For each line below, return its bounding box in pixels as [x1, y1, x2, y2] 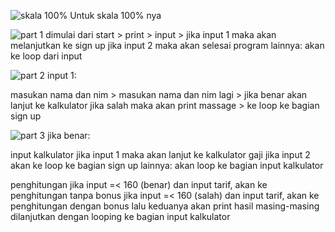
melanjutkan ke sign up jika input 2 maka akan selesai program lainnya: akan [10, 40, 325, 51]
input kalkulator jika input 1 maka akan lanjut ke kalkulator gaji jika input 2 [10, 149, 311, 160]
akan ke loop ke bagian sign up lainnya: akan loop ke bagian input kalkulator [10, 160, 324, 171]
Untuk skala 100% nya [69, 10, 162, 21]
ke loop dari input [10, 50, 83, 62]
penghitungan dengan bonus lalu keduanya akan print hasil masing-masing [10, 200, 320, 212]
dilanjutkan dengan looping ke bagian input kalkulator [10, 211, 231, 222]
